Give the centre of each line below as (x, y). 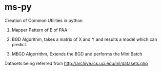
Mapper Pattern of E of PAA (40, 30)
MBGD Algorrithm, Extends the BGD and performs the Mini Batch (77, 54)
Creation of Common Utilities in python (44, 20)
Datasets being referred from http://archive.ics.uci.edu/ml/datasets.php (76, 63)
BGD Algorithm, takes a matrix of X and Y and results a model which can (84, 39)
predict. (20, 44)
